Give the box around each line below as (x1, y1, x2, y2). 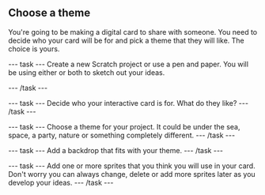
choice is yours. (8, 43, 60, 54)
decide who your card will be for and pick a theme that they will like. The (8, 36, 245, 45)
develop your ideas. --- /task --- (8, 178, 114, 187)
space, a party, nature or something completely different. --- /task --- (8, 130, 236, 140)
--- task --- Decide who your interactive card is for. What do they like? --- (8, 98, 249, 107)
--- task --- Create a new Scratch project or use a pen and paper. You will (8, 59, 249, 69)
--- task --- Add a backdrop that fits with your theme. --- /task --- (8, 145, 224, 155)
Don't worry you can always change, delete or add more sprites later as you (8, 169, 256, 178)
